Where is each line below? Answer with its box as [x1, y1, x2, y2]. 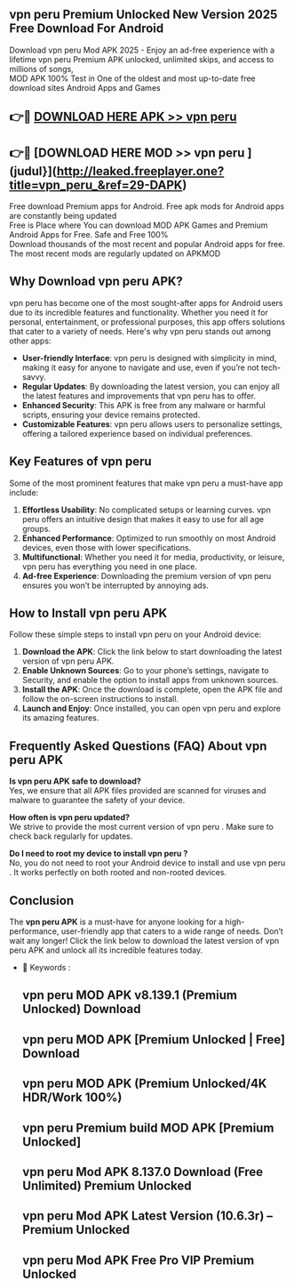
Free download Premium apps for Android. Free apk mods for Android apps [9, 201, 285, 212]
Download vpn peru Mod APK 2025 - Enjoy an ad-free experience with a [9, 44, 275, 55]
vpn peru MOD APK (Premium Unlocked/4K [21, 1076, 267, 1091]
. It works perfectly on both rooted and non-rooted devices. [9, 867, 227, 878]
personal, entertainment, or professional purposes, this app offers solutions [9, 316, 286, 327]
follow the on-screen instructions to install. [21, 694, 179, 704]
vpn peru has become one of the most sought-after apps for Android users [9, 297, 283, 308]
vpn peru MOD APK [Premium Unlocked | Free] [21, 1032, 286, 1047]
